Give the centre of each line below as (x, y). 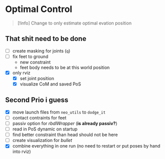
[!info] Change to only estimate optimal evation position (74, 23)
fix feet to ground (30, 56)
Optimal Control (39, 9)
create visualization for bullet (42, 140)
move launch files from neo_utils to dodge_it (59, 112)
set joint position (37, 78)
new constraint (35, 62)
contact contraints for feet (39, 117)
